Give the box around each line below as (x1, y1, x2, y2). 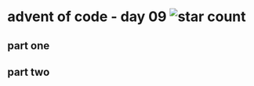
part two (7, 65, 50, 78)
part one (7, 39, 50, 52)
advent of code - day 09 (7, 8, 167, 26)
